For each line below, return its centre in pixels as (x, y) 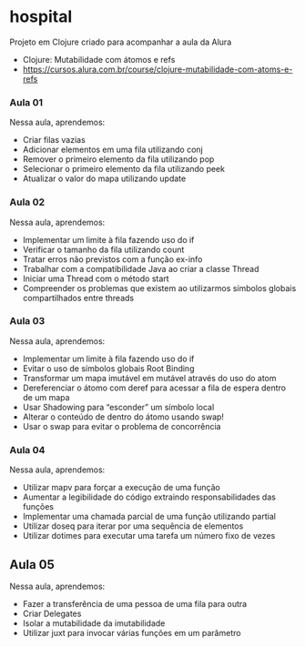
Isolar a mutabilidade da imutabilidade (94, 623)
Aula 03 (27, 321)
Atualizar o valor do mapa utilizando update (104, 178)
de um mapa (46, 397)
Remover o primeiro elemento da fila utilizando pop (118, 159)
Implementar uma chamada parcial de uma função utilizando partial (149, 517)
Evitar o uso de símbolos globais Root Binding (108, 368)
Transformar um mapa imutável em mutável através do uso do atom (149, 378)
